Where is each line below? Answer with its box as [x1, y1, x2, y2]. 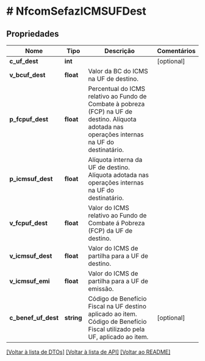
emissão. [88, 285, 114, 293]
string [64, 313, 82, 322]
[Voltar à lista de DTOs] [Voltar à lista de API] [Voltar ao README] [6, 348, 171, 356]
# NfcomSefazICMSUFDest [6, 4, 146, 18]
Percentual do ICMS [88, 84, 145, 93]
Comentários [157, 47, 196, 55]
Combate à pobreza [88, 100, 145, 108]
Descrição [104, 47, 135, 55]
